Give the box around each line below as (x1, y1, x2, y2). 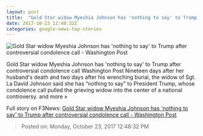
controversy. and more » (6, 93, 68, 100)
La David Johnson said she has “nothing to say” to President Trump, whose (6, 80, 195, 87)
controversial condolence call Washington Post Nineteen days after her (6, 67, 184, 75)
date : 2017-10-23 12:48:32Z (6, 20, 78, 26)
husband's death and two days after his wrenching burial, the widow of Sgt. (6, 73, 196, 81)
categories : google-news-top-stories (6, 25, 102, 32)
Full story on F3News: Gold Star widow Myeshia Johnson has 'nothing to (6, 104, 188, 112)
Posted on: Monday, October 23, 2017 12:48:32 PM (21, 123, 149, 131)
